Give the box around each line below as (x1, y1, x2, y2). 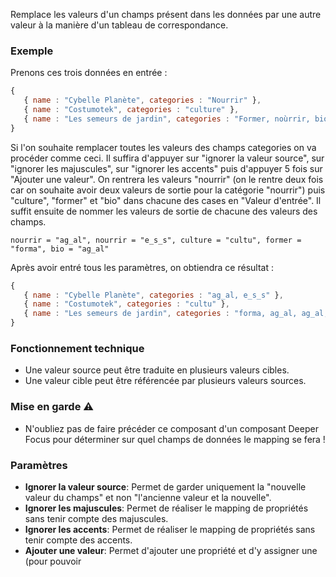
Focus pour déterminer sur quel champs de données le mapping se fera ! (24, 433, 326, 445)
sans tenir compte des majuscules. (24, 512, 169, 524)
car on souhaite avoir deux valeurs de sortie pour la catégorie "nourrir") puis (10, 184, 326, 196)
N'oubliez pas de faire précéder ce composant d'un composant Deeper (24, 422, 319, 434)
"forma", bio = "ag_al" (10, 244, 110, 254)
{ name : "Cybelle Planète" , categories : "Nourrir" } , (23, 95, 262, 106)
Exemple (10, 44, 54, 58)
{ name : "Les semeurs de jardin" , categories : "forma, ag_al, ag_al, (23, 309, 329, 319)
